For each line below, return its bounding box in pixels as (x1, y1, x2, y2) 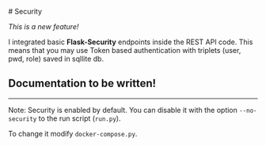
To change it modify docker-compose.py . (8, 129, 138, 138)
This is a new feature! (8, 22, 79, 31)
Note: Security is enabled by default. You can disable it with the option (8, 105, 237, 114)
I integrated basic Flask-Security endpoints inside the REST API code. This (8, 37, 253, 47)
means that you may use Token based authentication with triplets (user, (8, 46, 241, 54)
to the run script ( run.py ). (38, 114, 121, 123)
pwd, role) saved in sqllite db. (8, 54, 104, 63)
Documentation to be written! (8, 77, 157, 90)
